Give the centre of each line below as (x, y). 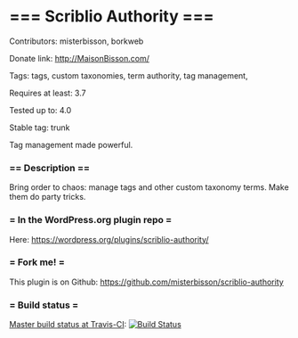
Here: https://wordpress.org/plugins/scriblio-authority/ (109, 239)
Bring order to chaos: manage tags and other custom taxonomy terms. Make (149, 187)
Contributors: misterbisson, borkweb (77, 41)
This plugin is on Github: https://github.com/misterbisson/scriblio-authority (147, 282)
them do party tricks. (48, 197)
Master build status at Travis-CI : (68, 325)
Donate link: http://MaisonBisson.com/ (79, 58)
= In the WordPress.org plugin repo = (91, 220)
